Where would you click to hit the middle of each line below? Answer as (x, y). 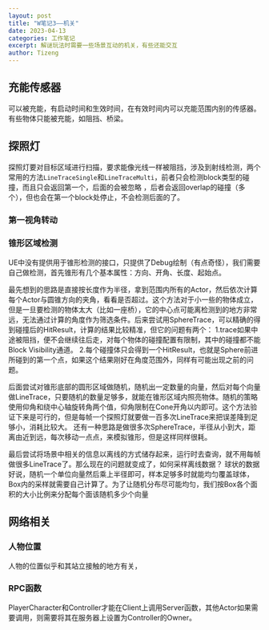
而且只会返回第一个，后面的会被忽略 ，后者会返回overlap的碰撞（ (130, 187)
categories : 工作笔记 (42, 38)
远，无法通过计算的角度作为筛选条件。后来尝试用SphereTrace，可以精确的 (131, 319)
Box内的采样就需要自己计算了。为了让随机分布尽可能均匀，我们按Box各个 (129, 484)
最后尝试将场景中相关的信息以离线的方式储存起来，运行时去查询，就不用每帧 (134, 453)
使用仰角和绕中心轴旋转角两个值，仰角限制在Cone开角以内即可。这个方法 (129, 407)
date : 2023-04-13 (37, 30)
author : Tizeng (34, 53)
